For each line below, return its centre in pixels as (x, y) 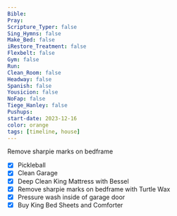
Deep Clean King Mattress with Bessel (73, 181)
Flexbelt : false (31, 53)
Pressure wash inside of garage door (71, 197)
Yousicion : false (33, 92)
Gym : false (23, 60)
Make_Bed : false (31, 40)
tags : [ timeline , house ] (44, 132)
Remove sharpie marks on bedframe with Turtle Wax (94, 189)
